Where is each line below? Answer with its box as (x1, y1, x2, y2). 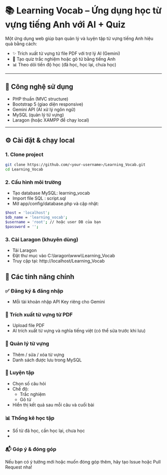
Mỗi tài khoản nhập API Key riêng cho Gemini (12, 299, 105, 305)
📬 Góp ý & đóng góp (5, 446, 57, 453)
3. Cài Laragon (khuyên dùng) (5, 236, 79, 243)
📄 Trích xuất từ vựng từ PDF (5, 311, 73, 318)
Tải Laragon (12, 247, 37, 253)
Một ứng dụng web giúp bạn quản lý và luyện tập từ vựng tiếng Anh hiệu (5, 35, 154, 41)
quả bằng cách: (5, 40, 37, 46)
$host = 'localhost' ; (5, 210, 50, 215)
